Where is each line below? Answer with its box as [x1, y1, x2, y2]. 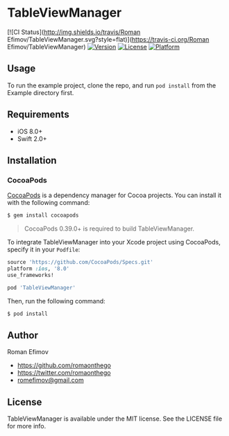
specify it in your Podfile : [7, 245, 80, 254]
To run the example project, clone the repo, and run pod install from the [7, 81, 217, 90]
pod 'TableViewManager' [7, 284, 76, 291]
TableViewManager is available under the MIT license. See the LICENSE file [7, 414, 223, 423]
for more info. [7, 422, 46, 430]
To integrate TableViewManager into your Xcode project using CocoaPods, [7, 238, 221, 246]
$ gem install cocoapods [7, 212, 79, 219]
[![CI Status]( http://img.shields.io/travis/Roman [7, 28, 141, 36]
